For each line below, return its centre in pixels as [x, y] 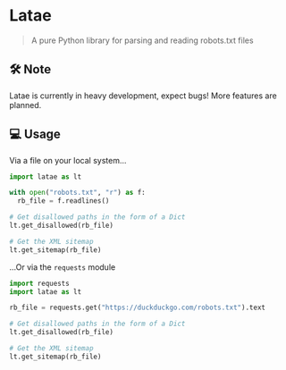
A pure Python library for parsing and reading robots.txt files [142, 40]
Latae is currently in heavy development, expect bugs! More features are [143, 96]
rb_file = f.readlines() [63, 201]
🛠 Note [30, 69]
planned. [25, 105]
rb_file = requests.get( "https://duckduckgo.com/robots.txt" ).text [138, 308]
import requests [39, 283]
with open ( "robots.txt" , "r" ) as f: [77, 193]
